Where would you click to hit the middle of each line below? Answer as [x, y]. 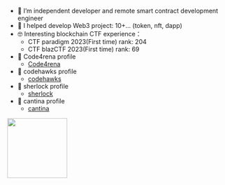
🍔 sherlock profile [43, 86]
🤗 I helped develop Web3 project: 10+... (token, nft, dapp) [100, 25]
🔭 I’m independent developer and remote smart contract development [118, 11]
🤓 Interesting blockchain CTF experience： [79, 34]
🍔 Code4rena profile [46, 57]
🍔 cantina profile [41, 101]
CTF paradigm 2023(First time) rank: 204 [87, 42]
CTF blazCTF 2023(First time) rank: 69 [84, 49]
